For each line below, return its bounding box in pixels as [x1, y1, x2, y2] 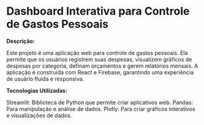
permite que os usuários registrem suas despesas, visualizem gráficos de [6, 55, 192, 63]
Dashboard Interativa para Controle [6, 4, 190, 18]
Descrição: [6, 37, 35, 45]
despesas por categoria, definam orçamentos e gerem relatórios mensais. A [6, 62, 198, 70]
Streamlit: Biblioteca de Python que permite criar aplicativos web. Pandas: [6, 99, 193, 106]
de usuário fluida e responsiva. [6, 75, 85, 82]
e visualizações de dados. [6, 112, 72, 119]
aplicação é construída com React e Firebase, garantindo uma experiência [6, 68, 194, 76]
